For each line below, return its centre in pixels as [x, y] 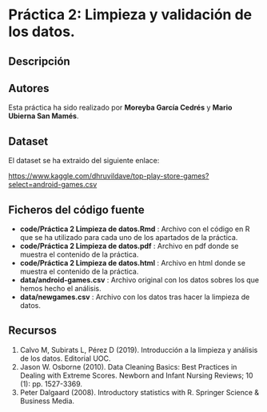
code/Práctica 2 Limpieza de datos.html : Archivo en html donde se [133, 263]
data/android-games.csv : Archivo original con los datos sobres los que [139, 280]
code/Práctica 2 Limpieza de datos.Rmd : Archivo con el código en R [135, 229]
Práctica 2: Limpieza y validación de [130, 15]
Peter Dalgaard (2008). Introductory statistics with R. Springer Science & [139, 392]
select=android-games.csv [53, 185]
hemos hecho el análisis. [60, 289]
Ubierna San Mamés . [44, 116]
